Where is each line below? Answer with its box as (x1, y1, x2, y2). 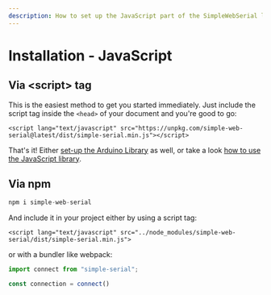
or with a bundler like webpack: (8, 250, 113, 260)
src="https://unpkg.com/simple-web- (119, 124, 244, 132)
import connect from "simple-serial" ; (8, 265, 139, 274)
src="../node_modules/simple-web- (119, 229, 236, 237)
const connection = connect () (8, 280, 110, 289)
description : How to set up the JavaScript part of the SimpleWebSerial (8, 11, 258, 20)
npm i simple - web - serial (8, 198, 92, 206)
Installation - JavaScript (8, 46, 173, 64)
